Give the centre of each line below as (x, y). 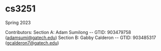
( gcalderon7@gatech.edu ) (32, 42)
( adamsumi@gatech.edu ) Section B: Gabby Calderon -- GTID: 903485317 (80, 37)
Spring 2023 (18, 22)
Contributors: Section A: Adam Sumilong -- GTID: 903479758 (68, 32)
